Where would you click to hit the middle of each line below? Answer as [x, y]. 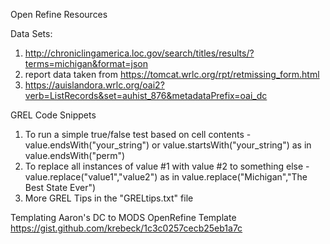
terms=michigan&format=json [86, 63]
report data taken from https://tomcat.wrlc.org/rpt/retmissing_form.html [172, 74]
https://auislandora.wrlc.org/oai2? [94, 85]
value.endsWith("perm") [75, 155]
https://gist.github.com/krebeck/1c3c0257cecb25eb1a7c [126, 228]
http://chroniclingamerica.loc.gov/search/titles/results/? [139, 53]
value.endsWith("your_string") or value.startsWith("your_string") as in [168, 145]
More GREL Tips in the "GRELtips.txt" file [109, 198]
